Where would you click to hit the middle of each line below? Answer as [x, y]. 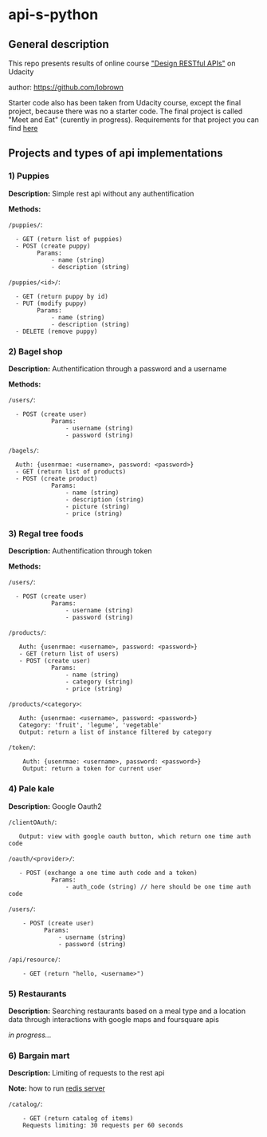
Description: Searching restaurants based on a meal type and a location [127, 1011]
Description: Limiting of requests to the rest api [86, 1073]
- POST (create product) [57, 478]
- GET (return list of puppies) [69, 239]
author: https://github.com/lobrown [66, 87]
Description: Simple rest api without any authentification [101, 193]
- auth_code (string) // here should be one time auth [158, 887]
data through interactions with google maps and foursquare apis [114, 1019]
